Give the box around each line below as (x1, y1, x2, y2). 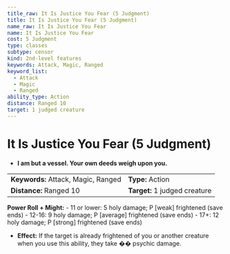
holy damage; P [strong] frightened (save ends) (7, 218, 143, 226)
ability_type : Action (7, 94, 70, 101)
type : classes (7, 42, 48, 49)
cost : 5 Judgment (7, 36, 57, 43)
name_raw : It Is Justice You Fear (7, 23, 107, 30)
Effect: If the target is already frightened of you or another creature (17, 231, 209, 240)
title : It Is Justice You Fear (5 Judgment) (7, 17, 137, 23)
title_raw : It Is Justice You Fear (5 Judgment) (7, 10, 150, 17)
